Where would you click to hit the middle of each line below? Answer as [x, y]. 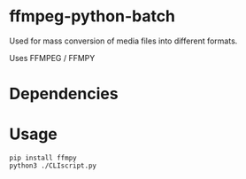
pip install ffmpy [43, 158]
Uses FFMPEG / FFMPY [52, 58]
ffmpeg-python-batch [92, 16]
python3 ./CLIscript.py [53, 166]
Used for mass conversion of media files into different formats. [123, 41]
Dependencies [64, 94]
